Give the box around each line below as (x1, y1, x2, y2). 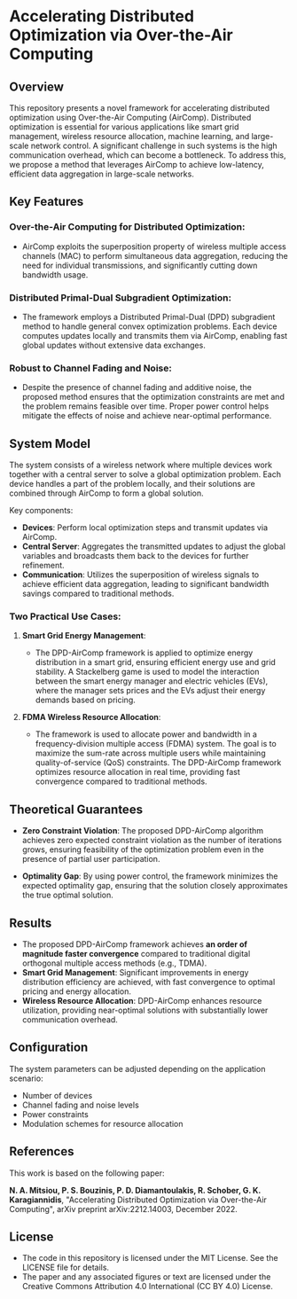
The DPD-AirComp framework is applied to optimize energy (35, 647, 254, 658)
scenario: (9, 1073, 43, 1084)
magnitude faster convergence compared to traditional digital (21, 949, 251, 959)
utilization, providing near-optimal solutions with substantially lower (21, 1005, 269, 1016)
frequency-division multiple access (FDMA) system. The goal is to (35, 739, 277, 749)
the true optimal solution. (21, 889, 113, 901)
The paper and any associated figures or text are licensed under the (21, 1272, 271, 1282)
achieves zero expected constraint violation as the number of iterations (21, 835, 282, 846)
